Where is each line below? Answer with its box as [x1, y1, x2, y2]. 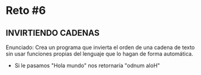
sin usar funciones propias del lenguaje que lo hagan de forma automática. [5, 50, 194, 57]
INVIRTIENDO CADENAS [5, 28, 100, 38]
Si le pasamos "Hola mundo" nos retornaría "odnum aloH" [14, 62, 160, 69]
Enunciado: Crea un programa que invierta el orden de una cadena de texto [5, 44, 196, 51]
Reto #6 [5, 4, 46, 18]
